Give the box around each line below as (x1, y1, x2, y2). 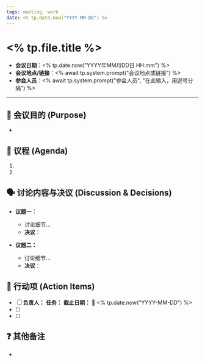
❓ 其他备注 (6, 332, 46, 342)
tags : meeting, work (6, 9, 59, 15)
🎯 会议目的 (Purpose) (6, 110, 87, 120)
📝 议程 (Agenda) (6, 146, 68, 156)
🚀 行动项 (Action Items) (6, 282, 95, 292)
